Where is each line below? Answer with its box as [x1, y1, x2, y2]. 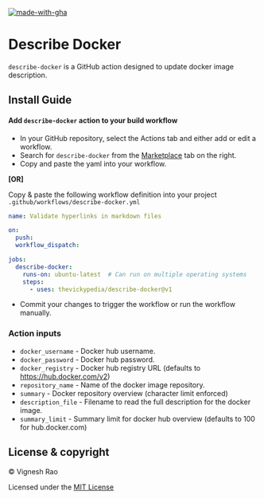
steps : [22, 277, 45, 286]
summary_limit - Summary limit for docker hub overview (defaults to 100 [19, 414, 256, 423]
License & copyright [8, 446, 110, 459]
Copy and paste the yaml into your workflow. [19, 159, 167, 168]
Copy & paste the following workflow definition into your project [8, 190, 217, 199]
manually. [19, 308, 52, 318]
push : [15, 234, 34, 242]
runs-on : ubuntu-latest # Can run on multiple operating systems [22, 270, 247, 278]
